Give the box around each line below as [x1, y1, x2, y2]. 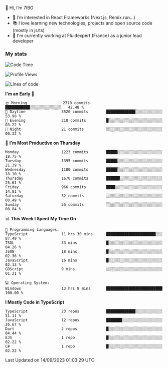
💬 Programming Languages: [5, 227, 59, 232]
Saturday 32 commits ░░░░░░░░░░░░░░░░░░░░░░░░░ [5, 193, 163, 199]
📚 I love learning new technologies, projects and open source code [12, 20, 152, 26]
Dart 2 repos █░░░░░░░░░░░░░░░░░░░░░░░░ [5, 326, 163, 331]
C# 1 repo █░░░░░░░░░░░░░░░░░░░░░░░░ [5, 344, 163, 349]
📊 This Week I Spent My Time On [5, 216, 76, 222]
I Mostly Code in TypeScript [5, 299, 64, 305]
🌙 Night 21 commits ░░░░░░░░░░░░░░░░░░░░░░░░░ [5, 127, 163, 132]
